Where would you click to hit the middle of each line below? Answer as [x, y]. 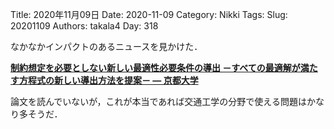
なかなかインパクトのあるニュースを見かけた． [106, 46]
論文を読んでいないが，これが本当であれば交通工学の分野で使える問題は [158, 101]
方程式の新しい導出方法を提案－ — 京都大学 [108, 80]
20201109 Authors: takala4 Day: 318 [84, 26]
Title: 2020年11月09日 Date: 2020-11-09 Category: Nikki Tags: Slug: [149, 14]
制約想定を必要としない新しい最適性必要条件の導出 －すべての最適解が [155, 67]
